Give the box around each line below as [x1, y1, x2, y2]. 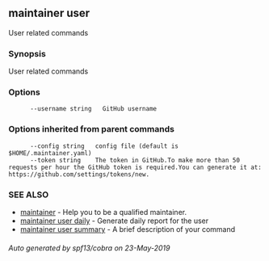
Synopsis [8, 48, 46, 59]
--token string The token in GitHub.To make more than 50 [29, 156, 241, 164]
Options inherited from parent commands [8, 124, 175, 135]
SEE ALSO [8, 189, 49, 200]
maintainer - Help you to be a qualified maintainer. [19, 208, 187, 217]
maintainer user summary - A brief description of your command [19, 225, 236, 234]
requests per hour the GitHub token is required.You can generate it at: [8, 163, 263, 171]
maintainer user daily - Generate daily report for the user [19, 216, 209, 225]
